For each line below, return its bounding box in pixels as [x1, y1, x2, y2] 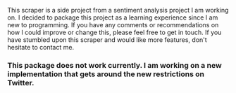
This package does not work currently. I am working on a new [7, 60, 222, 70]
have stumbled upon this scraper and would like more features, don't [7, 36, 208, 44]
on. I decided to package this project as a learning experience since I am [7, 13, 218, 22]
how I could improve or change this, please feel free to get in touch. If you [7, 28, 222, 36]
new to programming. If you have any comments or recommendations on [7, 21, 219, 29]
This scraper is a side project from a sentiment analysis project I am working [7, 6, 229, 14]
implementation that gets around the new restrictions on [7, 69, 204, 79]
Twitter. [7, 78, 35, 87]
